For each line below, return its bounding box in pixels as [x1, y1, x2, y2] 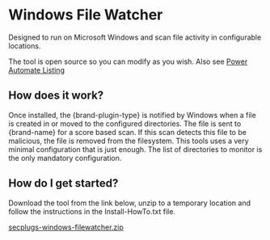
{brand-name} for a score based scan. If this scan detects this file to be [8, 127, 247, 137]
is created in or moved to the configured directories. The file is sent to [8, 119, 242, 128]
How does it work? [8, 89, 104, 103]
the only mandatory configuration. [8, 153, 122, 162]
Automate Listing [8, 65, 65, 74]
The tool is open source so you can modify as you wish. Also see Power [8, 57, 248, 66]
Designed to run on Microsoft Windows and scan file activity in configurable [8, 32, 262, 42]
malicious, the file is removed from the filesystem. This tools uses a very [8, 136, 249, 145]
